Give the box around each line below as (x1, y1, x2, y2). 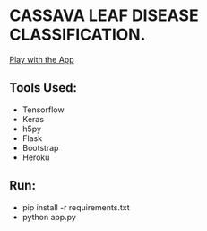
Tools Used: (9, 80, 78, 95)
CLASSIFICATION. (9, 24, 146, 45)
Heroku (22, 152, 50, 163)
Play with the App (9, 54, 74, 65)
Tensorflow (22, 104, 65, 115)
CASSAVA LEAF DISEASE (9, 5, 199, 26)
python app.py (22, 211, 76, 222)
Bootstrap (22, 142, 59, 153)
